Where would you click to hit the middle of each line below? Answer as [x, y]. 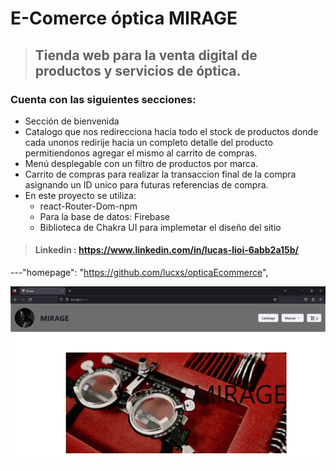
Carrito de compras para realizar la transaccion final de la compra [160, 174]
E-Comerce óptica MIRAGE [124, 18]
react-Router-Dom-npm [88, 206]
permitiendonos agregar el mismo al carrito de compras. [141, 153]
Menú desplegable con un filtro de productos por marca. [141, 163]
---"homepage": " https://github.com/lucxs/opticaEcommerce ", [139, 273]
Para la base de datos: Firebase [104, 216]
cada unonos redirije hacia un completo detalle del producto [148, 142]
